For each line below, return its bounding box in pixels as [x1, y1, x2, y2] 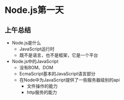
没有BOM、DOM [19, 65, 53, 70]
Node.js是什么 [11, 40, 41, 46]
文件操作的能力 [26, 83, 58, 89]
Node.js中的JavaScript [11, 58, 59, 64]
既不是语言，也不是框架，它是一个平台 [19, 52, 98, 58]
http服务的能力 [26, 90, 57, 95]
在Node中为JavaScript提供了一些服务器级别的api [19, 77, 120, 83]
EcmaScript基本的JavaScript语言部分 [19, 71, 96, 77]
